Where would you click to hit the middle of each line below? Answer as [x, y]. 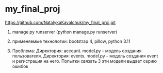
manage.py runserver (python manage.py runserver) [65, 32]
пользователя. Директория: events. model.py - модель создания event [85, 56]
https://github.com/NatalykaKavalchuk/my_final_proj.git [60, 22]
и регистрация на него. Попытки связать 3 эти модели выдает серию [84, 61]
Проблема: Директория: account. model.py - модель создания [77, 51]
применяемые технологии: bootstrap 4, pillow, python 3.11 [71, 41]
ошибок [20, 66]
